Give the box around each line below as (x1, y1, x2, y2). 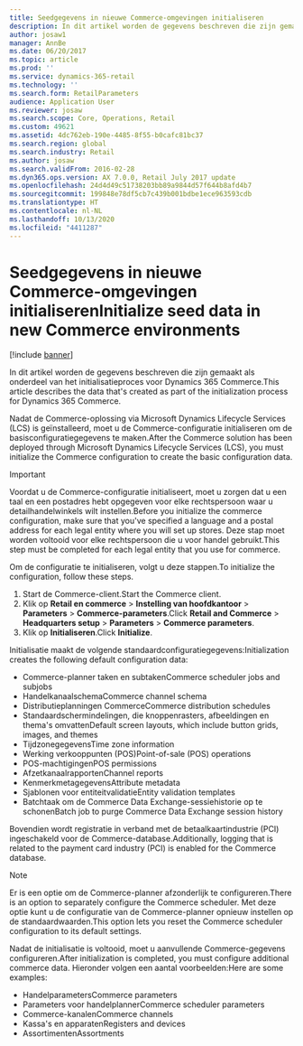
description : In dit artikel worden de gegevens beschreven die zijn (9, 22, 277, 31)
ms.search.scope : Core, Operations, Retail (9, 114, 176, 123)
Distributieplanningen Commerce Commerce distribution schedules (22, 701, 271, 712)
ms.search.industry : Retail (9, 147, 115, 156)
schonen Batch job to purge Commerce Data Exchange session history (22, 806, 284, 817)
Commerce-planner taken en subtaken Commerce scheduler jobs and (22, 672, 280, 683)
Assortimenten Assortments (22, 1028, 124, 1039)
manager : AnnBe (9, 38, 67, 48)
